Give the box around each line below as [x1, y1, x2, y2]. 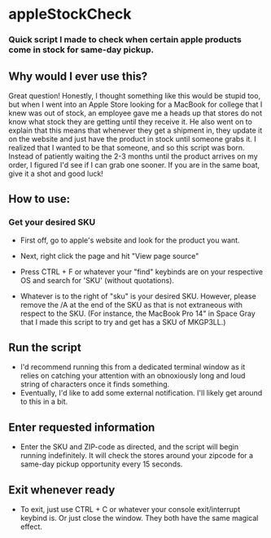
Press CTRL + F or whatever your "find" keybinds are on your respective [20, 266, 264, 277]
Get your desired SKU [8, 217, 96, 228]
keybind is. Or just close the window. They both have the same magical [20, 514, 259, 523]
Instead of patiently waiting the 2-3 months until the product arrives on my [8, 151, 258, 161]
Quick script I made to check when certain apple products [8, 34, 242, 46]
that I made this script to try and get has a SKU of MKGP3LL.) [20, 317, 226, 326]
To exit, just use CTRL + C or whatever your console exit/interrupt [20, 505, 241, 514]
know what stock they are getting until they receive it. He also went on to [8, 116, 252, 126]
